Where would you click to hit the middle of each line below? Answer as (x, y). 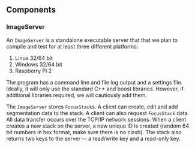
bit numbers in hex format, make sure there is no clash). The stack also (94, 132)
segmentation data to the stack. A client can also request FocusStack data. (98, 113)
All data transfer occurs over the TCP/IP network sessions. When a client (96, 119)
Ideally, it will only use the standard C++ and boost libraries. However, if (95, 89)
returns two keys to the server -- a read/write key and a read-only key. (94, 138)
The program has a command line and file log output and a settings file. (94, 82)
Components (31, 10)
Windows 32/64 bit (39, 64)
